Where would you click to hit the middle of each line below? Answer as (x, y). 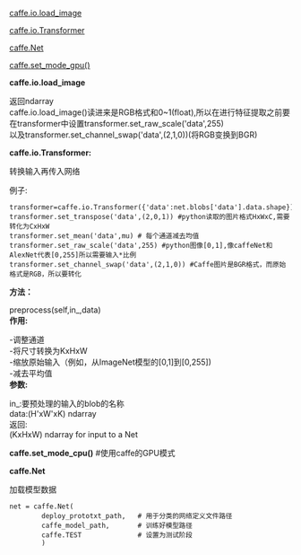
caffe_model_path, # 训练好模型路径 (117, 525)
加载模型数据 (33, 489)
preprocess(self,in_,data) (55, 310)
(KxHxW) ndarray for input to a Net (74, 434)
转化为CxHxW (30, 226)
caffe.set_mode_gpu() (50, 65)
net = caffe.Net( (42, 507)
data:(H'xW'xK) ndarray (53, 414)
